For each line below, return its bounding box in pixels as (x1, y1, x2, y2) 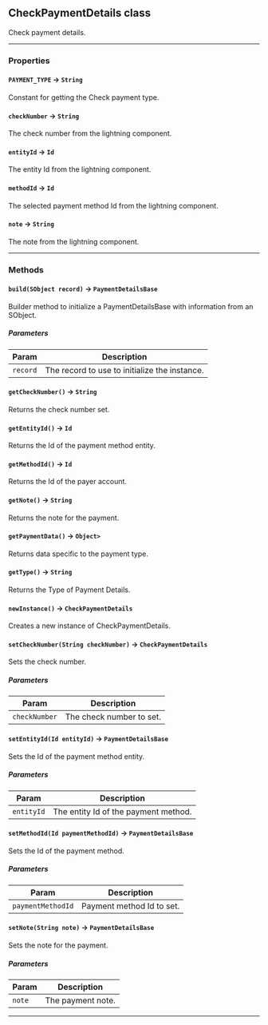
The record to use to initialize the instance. (45, 364, 205, 375)
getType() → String (8, 567, 73, 577)
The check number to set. (65, 711, 162, 722)
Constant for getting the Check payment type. (8, 92, 160, 102)
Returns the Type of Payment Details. (8, 585, 131, 594)
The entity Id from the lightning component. (8, 165, 152, 174)
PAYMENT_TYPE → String (8, 75, 83, 85)
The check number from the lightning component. (8, 129, 172, 138)
